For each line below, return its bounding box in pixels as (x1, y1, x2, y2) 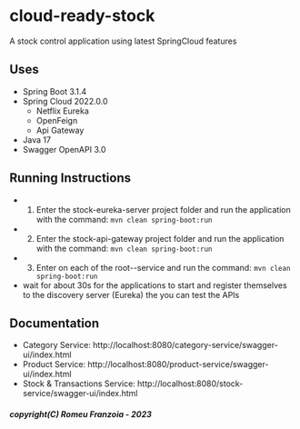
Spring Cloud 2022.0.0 (22, 95, 108, 106)
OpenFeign (35, 115, 78, 125)
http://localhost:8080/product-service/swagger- (87, 359, 269, 370)
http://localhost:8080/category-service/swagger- (92, 340, 279, 351)
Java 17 (22, 134, 52, 145)
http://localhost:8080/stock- (137, 378, 244, 389)
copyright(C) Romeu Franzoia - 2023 (9, 408, 153, 419)
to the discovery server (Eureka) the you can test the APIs (22, 289, 240, 300)
